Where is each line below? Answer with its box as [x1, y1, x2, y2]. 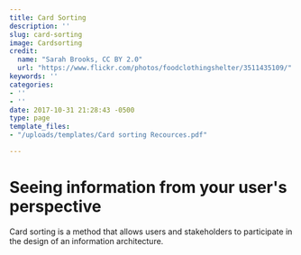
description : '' [9, 22, 70, 31]
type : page [9, 114, 50, 123]
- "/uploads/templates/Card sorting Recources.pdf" [9, 131, 207, 140]
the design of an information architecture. [9, 235, 164, 246]
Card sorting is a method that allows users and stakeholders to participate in [9, 226, 293, 237]
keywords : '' [9, 72, 59, 81]
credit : [9, 47, 39, 56]
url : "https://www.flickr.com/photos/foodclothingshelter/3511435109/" [17, 64, 293, 73]
